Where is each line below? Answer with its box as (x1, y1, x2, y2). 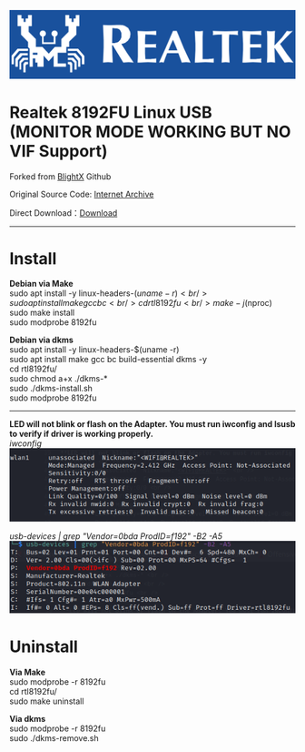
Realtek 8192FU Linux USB (9, 102, 212, 123)
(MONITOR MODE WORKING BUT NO (9, 121, 291, 142)
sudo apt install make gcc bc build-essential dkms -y (9, 354, 207, 365)
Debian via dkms (9, 334, 74, 346)
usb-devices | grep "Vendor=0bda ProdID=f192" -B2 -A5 (9, 530, 223, 542)
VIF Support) (9, 140, 108, 161)
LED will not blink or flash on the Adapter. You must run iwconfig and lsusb (9, 419, 296, 430)
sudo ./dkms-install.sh (9, 383, 93, 394)
